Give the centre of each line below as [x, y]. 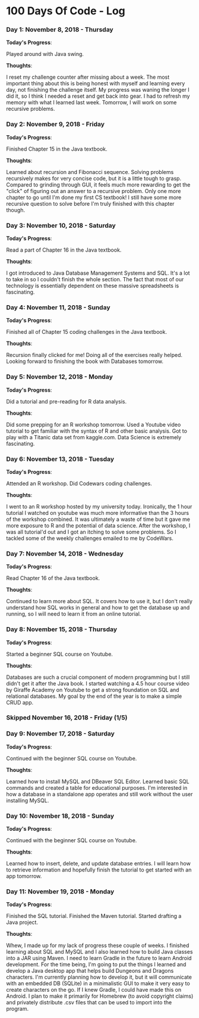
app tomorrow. [24, 876]
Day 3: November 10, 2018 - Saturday [61, 225]
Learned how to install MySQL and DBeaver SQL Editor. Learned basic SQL [98, 781]
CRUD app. [20, 702]
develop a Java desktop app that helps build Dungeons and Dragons [90, 971]
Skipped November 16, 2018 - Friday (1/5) [67, 718]
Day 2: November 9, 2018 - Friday [56, 125]
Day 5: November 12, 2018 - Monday [59, 377]
